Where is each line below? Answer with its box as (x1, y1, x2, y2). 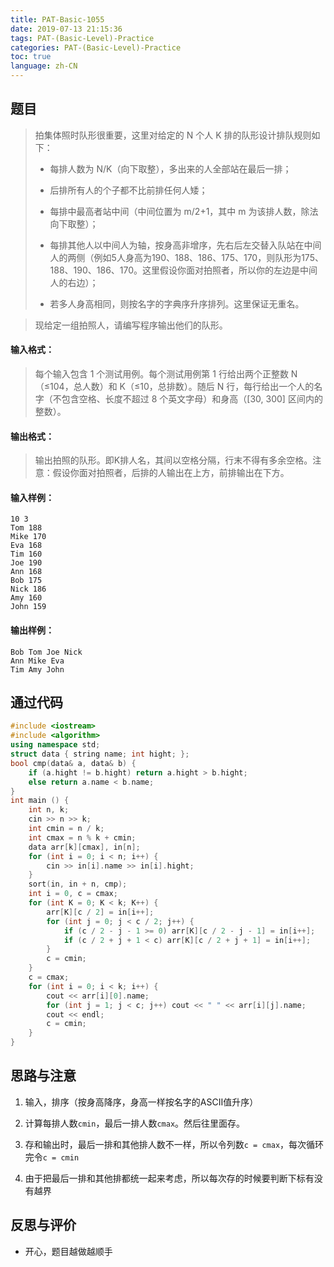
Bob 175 (10, 576, 43, 586)
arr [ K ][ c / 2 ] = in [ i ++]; (46, 907, 155, 917)
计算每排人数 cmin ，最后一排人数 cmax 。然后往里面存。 (24, 1117, 246, 1129)
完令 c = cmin (24, 1151, 80, 1163)
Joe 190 (10, 558, 43, 568)
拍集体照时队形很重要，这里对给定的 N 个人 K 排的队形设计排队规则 (34, 129, 312, 141)
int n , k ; (28, 805, 70, 815)
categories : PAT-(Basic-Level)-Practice (10, 42, 182, 53)
